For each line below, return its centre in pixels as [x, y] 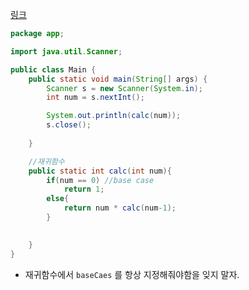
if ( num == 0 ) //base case [100, 180]
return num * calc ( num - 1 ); [120, 208]
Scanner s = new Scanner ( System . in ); [124, 88]
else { [58, 199]
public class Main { [53, 69]
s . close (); [69, 125]
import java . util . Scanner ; [66, 51]
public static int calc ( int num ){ [100, 171]
